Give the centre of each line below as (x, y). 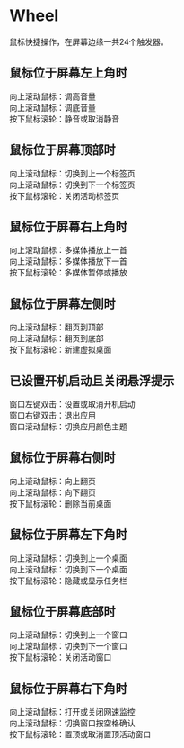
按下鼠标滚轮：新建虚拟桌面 (61, 350)
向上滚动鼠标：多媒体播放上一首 (68, 250)
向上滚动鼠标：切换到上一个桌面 (68, 558)
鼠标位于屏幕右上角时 (68, 226)
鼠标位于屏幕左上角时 (68, 73)
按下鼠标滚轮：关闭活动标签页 (64, 195)
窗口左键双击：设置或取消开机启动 (72, 404)
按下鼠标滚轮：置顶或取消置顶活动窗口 (80, 734)
